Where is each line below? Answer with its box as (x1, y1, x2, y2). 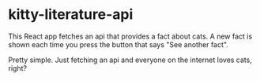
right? (8, 63, 28, 72)
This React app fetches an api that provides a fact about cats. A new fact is (8, 31, 253, 41)
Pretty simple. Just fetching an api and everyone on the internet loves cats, (8, 55, 253, 64)
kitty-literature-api (8, 6, 134, 24)
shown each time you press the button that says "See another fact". (8, 39, 229, 49)
